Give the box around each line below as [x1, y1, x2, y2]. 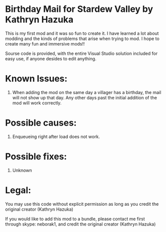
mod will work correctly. [12, 100, 62, 106]
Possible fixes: [5, 151, 67, 162]
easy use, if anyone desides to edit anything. [5, 55, 97, 61]
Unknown [12, 167, 32, 173]
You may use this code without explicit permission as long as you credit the [5, 201, 159, 207]
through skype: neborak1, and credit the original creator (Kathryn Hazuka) [5, 221, 156, 227]
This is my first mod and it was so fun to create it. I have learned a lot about [5, 30, 159, 36]
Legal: [5, 185, 31, 196]
